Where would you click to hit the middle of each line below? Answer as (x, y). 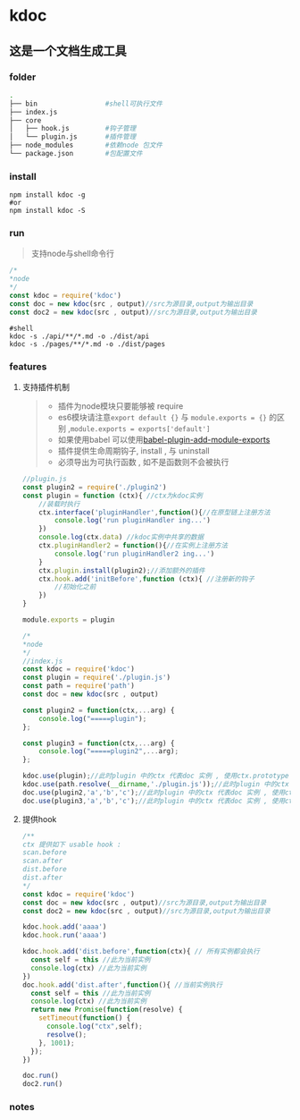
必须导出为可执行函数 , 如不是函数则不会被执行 (143, 462)
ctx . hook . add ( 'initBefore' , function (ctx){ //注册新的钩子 (146, 579)
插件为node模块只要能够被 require (121, 406)
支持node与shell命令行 (72, 254)
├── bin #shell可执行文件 (86, 104)
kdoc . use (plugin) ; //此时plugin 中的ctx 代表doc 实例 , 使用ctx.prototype (155, 776)
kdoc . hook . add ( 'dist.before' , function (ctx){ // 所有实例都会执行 (141, 952)
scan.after (42, 861)
